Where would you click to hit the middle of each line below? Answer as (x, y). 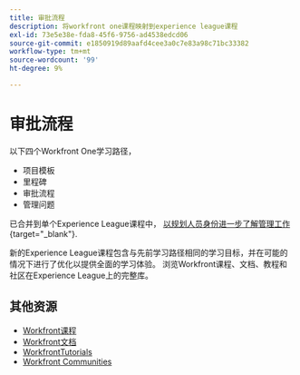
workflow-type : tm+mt (50, 52)
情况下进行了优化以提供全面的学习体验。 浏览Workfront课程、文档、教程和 (149, 263)
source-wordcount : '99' (54, 60)
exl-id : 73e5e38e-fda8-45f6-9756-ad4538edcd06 (99, 35)
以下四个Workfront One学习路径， (73, 151)
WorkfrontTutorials (58, 351)
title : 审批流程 (37, 18)
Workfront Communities (67, 361)
